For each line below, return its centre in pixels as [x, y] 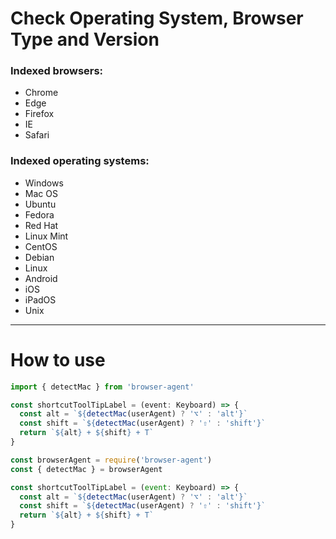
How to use [58, 359]
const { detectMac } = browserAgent [86, 469]
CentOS [41, 246]
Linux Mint [46, 236]
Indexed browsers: [57, 71]
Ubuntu [40, 204]
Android [41, 278]
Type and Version [85, 39]
